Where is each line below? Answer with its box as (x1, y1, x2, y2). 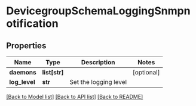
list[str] (42, 68, 64, 76)
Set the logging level (69, 78, 127, 86)
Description (81, 58, 115, 66)
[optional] (132, 68, 160, 76)
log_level (9, 78, 36, 86)
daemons (9, 68, 37, 76)
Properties (6, 40, 47, 51)
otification (6, 17, 59, 30)
